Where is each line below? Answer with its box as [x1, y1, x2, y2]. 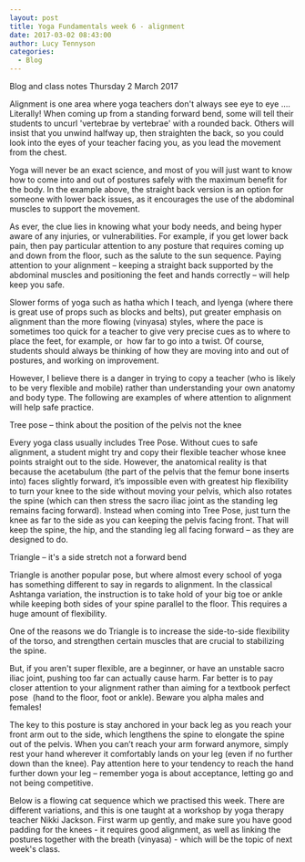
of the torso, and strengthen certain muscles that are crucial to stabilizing [9, 636, 285, 646]
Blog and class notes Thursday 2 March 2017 [9, 81, 179, 91]
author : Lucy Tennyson [9, 38, 96, 48]
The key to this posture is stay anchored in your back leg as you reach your [9, 720, 292, 730]
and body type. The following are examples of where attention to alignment [9, 392, 291, 402]
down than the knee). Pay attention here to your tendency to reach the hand [9, 758, 294, 769]
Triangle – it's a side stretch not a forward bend [9, 552, 187, 562]
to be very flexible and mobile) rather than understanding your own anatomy [9, 382, 296, 393]
